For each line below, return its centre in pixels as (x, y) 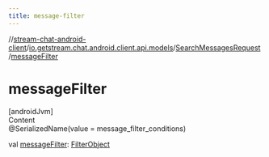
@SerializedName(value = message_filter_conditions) (97, 128)
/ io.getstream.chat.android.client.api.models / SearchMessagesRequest (143, 47)
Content (22, 120)
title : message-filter (46, 16)
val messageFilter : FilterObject (59, 144)
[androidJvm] (31, 111)
